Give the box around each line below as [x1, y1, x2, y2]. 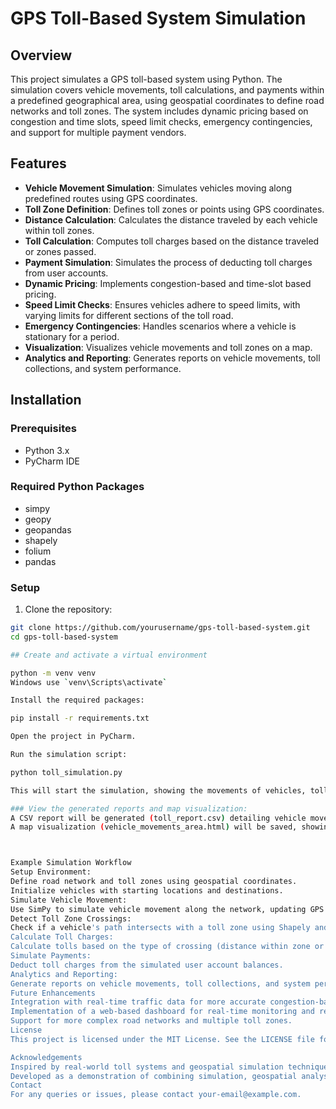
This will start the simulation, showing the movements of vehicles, [10, 785, 307, 796]
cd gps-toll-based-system [10, 632, 118, 642]
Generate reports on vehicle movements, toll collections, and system [10, 978, 311, 989]
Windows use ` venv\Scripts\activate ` [10, 677, 168, 687]
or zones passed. [24, 245, 97, 257]
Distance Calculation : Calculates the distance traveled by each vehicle [24, 213, 318, 226]
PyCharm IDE [24, 455, 80, 467]
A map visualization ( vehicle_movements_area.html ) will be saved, [10, 822, 298, 832]
